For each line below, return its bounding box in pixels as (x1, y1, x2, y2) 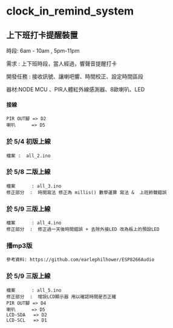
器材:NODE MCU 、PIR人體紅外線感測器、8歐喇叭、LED (6, 86, 145, 93)
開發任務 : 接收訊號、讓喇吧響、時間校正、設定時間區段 (6, 73, 143, 80)
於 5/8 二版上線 (6, 168, 51, 176)
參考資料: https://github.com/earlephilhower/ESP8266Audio (6, 256, 155, 263)
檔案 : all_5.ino (6, 287, 62, 293)
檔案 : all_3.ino (6, 183, 62, 189)
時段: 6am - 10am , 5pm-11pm (6, 47, 80, 54)
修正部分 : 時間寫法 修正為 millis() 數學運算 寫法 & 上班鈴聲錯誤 (6, 189, 167, 195)
